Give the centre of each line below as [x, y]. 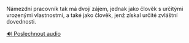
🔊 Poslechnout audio [34, 34]
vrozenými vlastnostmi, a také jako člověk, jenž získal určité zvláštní [92, 15]
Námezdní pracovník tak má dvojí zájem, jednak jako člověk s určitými [95, 9]
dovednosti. [21, 21]
